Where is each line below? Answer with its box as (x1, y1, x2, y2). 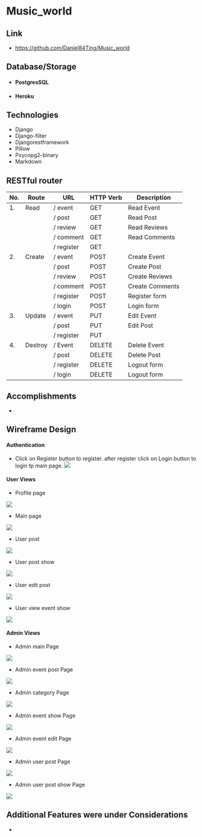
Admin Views (6, 629, 40, 637)
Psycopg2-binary (14, 152, 58, 159)
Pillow (14, 145, 30, 152)
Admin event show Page (14, 712, 76, 719)
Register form (128, 292, 167, 300)
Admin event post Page (14, 666, 74, 673)
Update (25, 312, 46, 320)
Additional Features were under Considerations (6, 810, 188, 820)
